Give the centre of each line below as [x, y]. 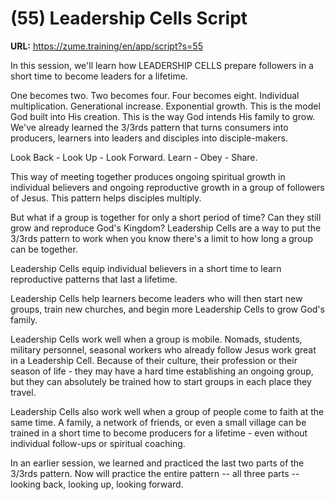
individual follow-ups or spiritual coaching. [98, 443]
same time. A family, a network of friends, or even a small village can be [158, 422]
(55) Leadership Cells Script [129, 18]
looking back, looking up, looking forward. [97, 484]
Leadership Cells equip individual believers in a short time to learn [146, 268]
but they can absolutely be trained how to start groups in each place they [161, 381]
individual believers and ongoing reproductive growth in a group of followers [167, 187]
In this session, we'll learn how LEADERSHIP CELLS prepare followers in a [162, 65]
